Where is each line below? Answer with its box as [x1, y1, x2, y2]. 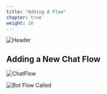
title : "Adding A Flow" [6, 8, 66, 15]
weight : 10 [6, 20, 34, 26]
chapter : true [6, 14, 42, 20]
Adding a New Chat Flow [6, 54, 101, 64]
